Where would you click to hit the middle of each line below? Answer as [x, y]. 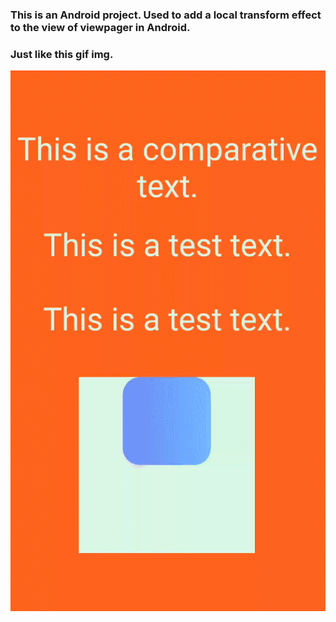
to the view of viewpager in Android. [100, 27]
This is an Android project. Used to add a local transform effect [166, 15]
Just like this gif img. [62, 54]
